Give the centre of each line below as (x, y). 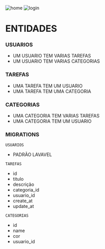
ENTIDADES (31, 29)
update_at (23, 206)
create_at (23, 201)
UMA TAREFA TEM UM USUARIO (48, 86)
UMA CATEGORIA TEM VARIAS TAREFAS (56, 116)
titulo (18, 179)
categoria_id (26, 190)
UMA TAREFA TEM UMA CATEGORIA (52, 91)
